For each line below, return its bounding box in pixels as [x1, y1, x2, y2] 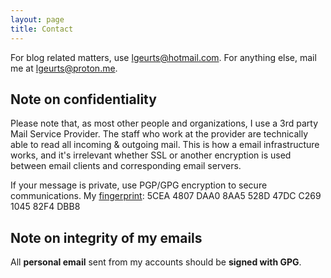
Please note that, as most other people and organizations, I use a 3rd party [10, 117, 319, 130]
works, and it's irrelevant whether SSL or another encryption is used [10, 149, 292, 161]
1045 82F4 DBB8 [10, 201, 81, 213]
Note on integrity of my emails [10, 229, 203, 246]
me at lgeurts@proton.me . [10, 62, 118, 74]
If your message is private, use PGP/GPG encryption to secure [10, 179, 268, 191]
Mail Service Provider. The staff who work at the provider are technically [10, 128, 309, 140]
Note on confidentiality [10, 91, 157, 108]
